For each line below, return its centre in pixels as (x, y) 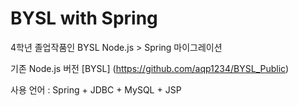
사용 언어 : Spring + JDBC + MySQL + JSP (96, 89)
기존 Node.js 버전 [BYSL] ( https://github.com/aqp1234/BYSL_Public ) (150, 68)
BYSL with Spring (84, 18)
